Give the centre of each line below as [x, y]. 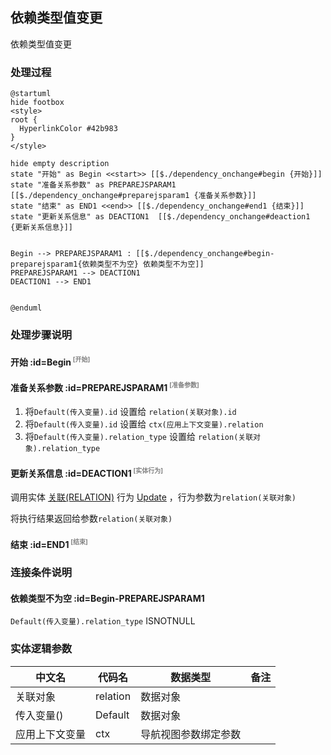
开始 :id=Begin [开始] [50, 361]
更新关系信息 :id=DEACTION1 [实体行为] [87, 472]
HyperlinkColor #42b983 [68, 129]
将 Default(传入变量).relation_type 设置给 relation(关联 [139, 437]
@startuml [31, 94]
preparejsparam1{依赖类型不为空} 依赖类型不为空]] [107, 264]
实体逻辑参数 [41, 649]
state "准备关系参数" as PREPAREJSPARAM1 [93, 185]
